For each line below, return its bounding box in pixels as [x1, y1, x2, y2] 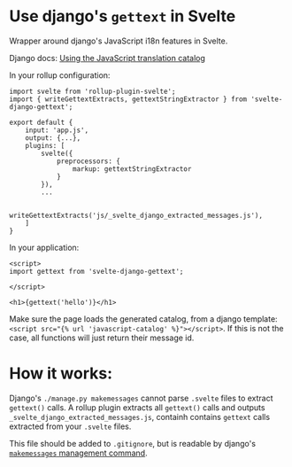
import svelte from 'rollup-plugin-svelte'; [9, 87, 176, 96]
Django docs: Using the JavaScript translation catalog [9, 52, 206, 63]
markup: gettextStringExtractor [72, 164, 192, 174]
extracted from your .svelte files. [9, 421, 132, 432]
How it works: [9, 363, 113, 384]
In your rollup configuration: [9, 69, 111, 81]
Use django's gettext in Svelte [9, 6, 236, 27]
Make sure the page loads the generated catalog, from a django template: [9, 313, 278, 324]
